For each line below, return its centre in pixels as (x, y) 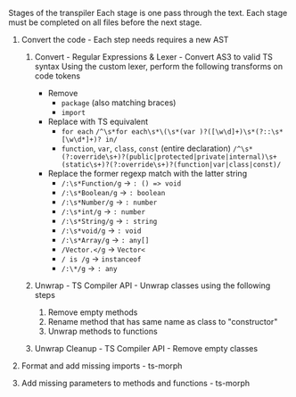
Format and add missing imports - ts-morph (102, 366)
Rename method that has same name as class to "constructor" (163, 322)
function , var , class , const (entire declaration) (146, 148)
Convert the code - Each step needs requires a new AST (125, 40)
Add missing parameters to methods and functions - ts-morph (136, 383)
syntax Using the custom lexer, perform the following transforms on (159, 66)
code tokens (58, 76)
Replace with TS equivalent (98, 121)
